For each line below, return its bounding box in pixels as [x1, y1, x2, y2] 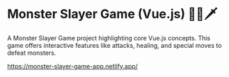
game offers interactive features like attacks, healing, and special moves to [7, 41, 222, 49]
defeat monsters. [7, 49, 56, 57]
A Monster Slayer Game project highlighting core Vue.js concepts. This [7, 33, 211, 42]
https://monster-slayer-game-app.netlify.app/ [7, 62, 138, 70]
